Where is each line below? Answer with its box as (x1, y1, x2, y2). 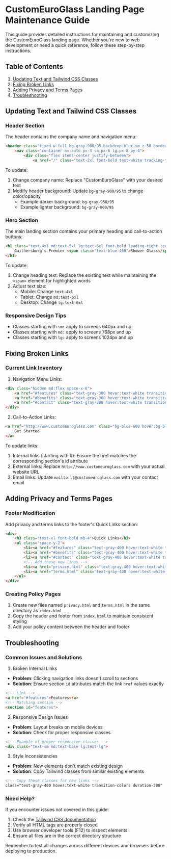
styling (12, 618, 27, 624)
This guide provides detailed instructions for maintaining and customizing (5, 31, 159, 37)
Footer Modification (5, 510, 55, 517)
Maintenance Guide (5, 14, 90, 26)
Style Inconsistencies (12, 753, 58, 759)
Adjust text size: (12, 283, 47, 289)
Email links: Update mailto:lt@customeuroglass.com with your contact (12, 474, 158, 480)
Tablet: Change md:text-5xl (20, 294, 79, 300)
